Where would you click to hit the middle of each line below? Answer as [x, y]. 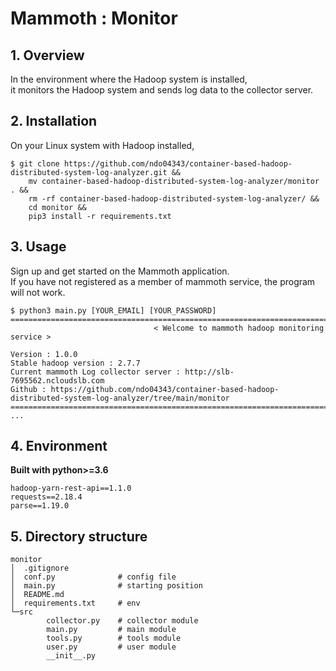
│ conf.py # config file [93, 577]
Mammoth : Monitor [94, 18]
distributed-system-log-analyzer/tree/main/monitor [120, 398]
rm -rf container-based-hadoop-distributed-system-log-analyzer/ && [174, 198]
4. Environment [59, 446]
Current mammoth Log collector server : [96, 372]
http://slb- [209, 372]
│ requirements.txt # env [75, 603]
